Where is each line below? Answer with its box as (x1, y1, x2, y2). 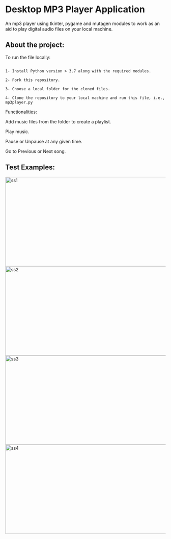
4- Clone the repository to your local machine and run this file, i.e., (5, 95, 165, 100)
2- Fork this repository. (5, 78, 60, 83)
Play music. (5, 129, 30, 135)
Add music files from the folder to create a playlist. (5, 118, 111, 124)
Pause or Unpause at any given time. (5, 138, 82, 144)
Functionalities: (5, 109, 37, 115)
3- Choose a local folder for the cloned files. (5, 86, 110, 91)
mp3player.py (5, 99, 33, 105)
